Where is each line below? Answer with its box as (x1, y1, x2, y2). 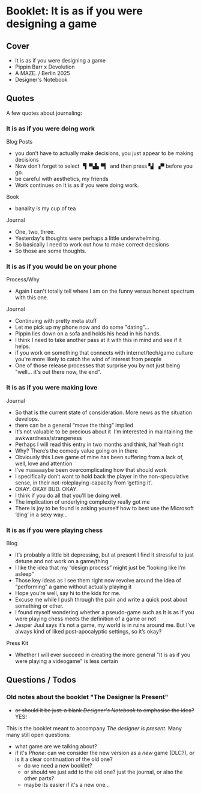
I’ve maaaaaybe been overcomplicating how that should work (14, 466, 167, 473)
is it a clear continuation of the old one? (14, 756, 113, 763)
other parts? (23, 774, 55, 782)
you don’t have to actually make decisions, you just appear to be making (14, 150, 194, 157)
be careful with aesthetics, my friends (14, 176, 109, 183)
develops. (14, 415, 40, 422)
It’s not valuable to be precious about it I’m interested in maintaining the (14, 428, 193, 435)
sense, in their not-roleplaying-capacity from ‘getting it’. (14, 479, 153, 486)
